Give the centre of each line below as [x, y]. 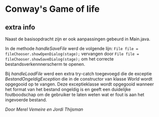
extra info [20, 27]
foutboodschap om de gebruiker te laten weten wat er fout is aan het [75, 95]
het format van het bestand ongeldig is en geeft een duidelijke [68, 89]
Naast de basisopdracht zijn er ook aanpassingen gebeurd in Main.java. [78, 39]
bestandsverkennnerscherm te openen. [45, 64]
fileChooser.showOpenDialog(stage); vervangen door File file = [72, 54]
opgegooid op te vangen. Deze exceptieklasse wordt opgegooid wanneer [79, 84]
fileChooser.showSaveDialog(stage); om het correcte [60, 59]
